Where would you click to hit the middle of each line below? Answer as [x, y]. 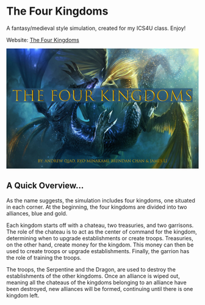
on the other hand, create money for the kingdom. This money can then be [100, 245]
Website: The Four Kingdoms [43, 40]
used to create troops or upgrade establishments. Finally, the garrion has [98, 251]
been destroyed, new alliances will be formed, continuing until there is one [100, 289]
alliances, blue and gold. [37, 213]
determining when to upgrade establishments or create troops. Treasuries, [100, 238]
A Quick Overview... [45, 186]
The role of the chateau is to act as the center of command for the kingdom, [102, 231]
